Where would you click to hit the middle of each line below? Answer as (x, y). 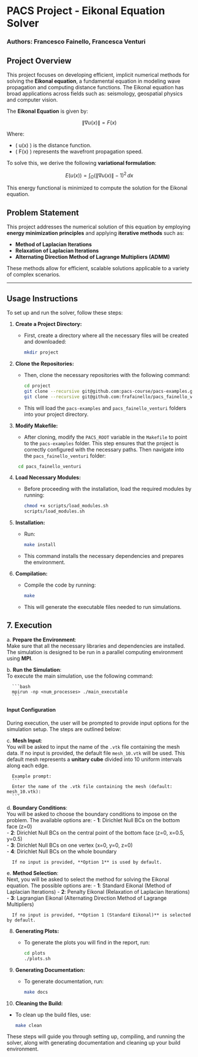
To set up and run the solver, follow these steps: (65, 313)
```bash (21, 686)
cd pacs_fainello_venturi (50, 466)
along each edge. (28, 765)
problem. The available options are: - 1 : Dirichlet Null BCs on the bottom (93, 820)
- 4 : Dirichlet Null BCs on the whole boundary (62, 851)
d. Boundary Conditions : (37, 807)
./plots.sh (37, 958)
